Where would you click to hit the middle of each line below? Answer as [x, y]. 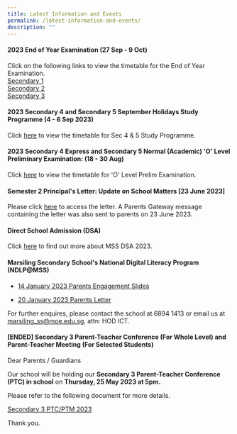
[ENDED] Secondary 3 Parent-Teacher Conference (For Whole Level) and [117, 337]
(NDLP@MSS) [28, 269]
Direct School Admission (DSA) [54, 230]
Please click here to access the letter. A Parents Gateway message [105, 207]
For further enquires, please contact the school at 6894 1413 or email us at [116, 313]
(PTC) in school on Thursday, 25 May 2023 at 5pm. [84, 382]
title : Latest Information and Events [65, 14]
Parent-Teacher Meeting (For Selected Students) [81, 345]
